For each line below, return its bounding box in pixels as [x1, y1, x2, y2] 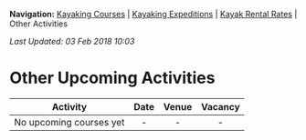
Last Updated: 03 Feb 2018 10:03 [9, 36, 135, 46]
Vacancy [200, 100, 240, 113]
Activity [51, 100, 88, 113]
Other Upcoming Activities [9, 68, 216, 88]
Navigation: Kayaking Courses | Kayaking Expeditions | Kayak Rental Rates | [9, 9, 298, 19]
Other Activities [9, 18, 69, 29]
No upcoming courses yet [14, 115, 125, 128]
